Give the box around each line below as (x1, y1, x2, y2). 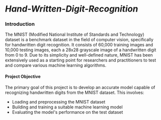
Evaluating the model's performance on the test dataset (12, 109, 123, 115)
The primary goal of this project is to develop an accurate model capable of (5, 84, 156, 90)
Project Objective (5, 74, 41, 79)
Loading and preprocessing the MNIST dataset (12, 99, 105, 105)
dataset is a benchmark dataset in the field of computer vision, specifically (5, 37, 154, 43)
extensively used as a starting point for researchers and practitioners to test (5, 57, 156, 63)
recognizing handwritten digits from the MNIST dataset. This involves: (5, 90, 144, 95)
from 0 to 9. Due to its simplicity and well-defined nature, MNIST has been (5, 52, 153, 58)
